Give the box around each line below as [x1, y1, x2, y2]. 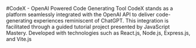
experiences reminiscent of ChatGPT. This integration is [33, 17, 169, 24]
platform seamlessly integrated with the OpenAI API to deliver [6, 11, 155, 18]
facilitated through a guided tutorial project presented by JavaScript [6, 23, 170, 30]
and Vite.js [6, 36, 32, 42]
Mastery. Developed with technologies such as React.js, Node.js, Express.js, [6, 29, 191, 36]
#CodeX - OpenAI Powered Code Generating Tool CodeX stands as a [6, 5, 173, 12]
